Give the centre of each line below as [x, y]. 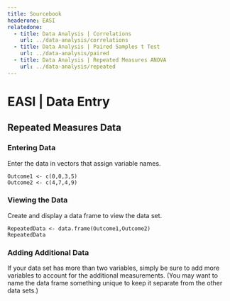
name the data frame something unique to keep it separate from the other [115, 283]
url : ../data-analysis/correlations [75, 40]
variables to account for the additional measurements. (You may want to [113, 276]
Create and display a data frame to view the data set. [85, 215]
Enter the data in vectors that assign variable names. [84, 163]
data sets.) [23, 290]
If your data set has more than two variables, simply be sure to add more [114, 268]
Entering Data [32, 148]
